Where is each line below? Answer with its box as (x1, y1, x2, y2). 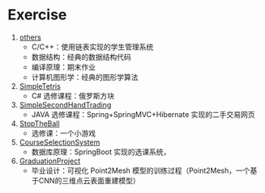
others (19, 32, 41, 42)
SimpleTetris (19, 81, 62, 90)
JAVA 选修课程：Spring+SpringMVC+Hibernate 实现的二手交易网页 (31, 109, 256, 119)
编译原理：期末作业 (31, 62, 96, 72)
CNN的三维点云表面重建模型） (38, 175, 140, 185)
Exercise (7, 6, 67, 24)
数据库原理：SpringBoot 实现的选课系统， (31, 147, 171, 157)
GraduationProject (19, 156, 81, 166)
